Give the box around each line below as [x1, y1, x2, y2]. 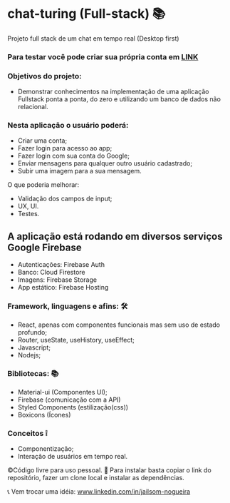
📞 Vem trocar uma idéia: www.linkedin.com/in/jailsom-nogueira [7, 487, 191, 496]
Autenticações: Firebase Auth [17, 260, 105, 269]
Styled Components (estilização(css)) [17, 402, 129, 411]
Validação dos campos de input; [17, 194, 113, 203]
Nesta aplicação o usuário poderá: [7, 121, 129, 131]
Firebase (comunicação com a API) [17, 395, 121, 404]
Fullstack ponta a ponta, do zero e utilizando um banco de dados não [17, 95, 221, 103]
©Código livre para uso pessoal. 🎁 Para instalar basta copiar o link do [7, 466, 211, 474]
